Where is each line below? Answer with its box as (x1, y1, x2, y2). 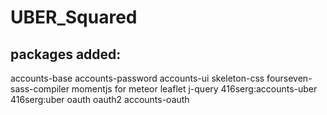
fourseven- (266, 72, 313, 84)
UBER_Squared (10, 6, 138, 29)
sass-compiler (10, 83, 70, 95)
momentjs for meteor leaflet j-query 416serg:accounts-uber (71, 83, 318, 95)
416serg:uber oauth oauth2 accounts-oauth (10, 94, 190, 105)
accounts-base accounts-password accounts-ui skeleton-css (10, 72, 265, 84)
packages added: (10, 46, 122, 63)
